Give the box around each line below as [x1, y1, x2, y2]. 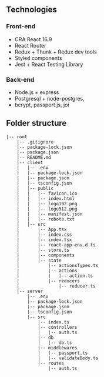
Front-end [6, 22, 36, 31]
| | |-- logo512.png [16, 206, 78, 212]
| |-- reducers [16, 278, 80, 284]
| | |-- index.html [16, 195, 75, 202]
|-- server [16, 288, 43, 294]
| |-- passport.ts [37, 350, 88, 356]
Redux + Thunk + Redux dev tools [14, 48, 97, 55]
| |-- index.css [16, 232, 72, 238]
